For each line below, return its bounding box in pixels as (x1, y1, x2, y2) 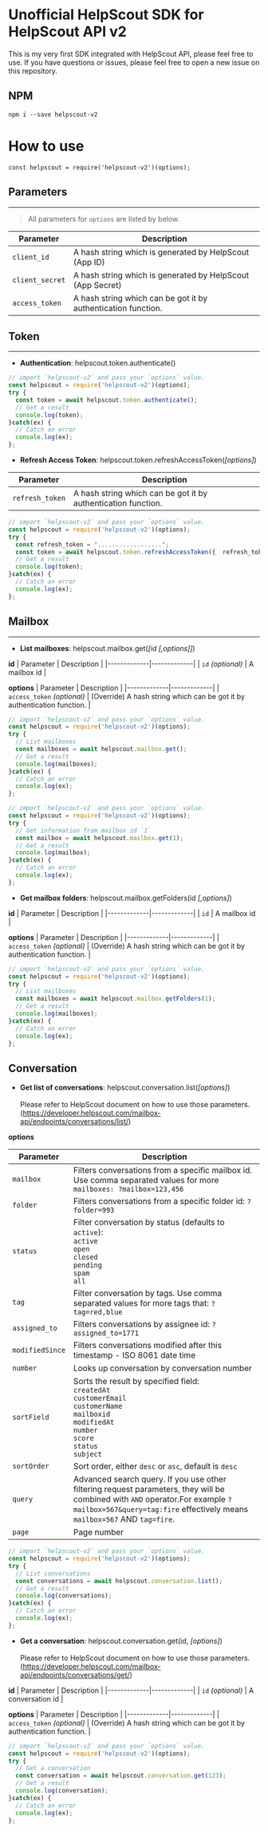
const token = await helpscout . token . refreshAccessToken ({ (15, 548, 216, 556)
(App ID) (73, 256, 105, 267)
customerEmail (73, 1394, 127, 1403)
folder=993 (73, 1206, 115, 1215)
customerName (73, 1402, 123, 1411)
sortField (12, 1413, 49, 1422)
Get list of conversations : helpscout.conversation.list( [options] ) (19, 1082, 231, 1093)
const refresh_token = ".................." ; (15, 540, 170, 549)
